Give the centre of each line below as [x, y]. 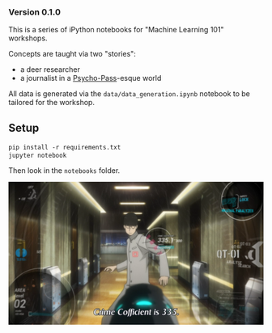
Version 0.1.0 [34, 12]
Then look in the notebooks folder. [64, 171]
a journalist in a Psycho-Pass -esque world [91, 78]
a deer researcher [50, 70]
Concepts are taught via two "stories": [72, 54]
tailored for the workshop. [52, 103]
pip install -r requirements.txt [65, 148]
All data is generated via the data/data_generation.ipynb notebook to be [130, 94]
